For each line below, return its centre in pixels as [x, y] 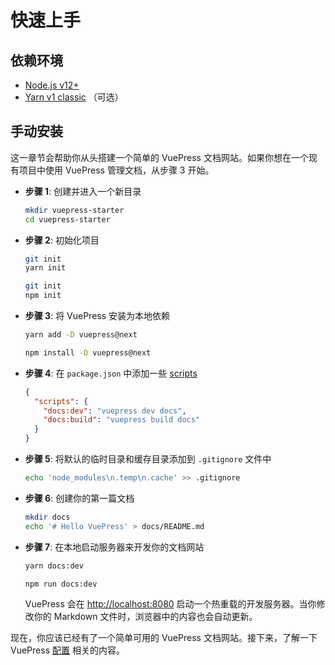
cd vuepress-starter [67, 219]
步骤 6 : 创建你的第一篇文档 [79, 498]
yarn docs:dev [54, 566]
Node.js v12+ [52, 85]
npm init [43, 296]
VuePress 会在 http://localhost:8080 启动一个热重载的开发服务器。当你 [170, 604]
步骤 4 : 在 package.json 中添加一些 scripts [111, 373]
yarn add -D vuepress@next [81, 335]
